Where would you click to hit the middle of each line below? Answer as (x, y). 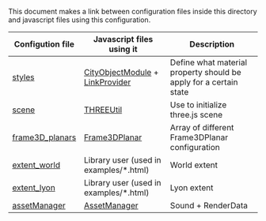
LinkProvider (107, 82)
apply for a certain (204, 82)
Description (212, 44)
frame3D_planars (44, 137)
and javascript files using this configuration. (80, 20)
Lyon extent (192, 187)
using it (123, 49)
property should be (205, 72)
